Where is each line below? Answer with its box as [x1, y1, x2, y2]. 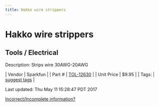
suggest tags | [5, 77, 35, 83]
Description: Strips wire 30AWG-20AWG [5, 62, 88, 68]
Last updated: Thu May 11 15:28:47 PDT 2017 [5, 86, 97, 92]
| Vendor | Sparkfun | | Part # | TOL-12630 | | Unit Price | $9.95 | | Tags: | [5, 71, 155, 77]
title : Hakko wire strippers [5, 7, 66, 12]
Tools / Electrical [5, 48, 58, 57]
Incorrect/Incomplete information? [5, 96, 76, 102]
